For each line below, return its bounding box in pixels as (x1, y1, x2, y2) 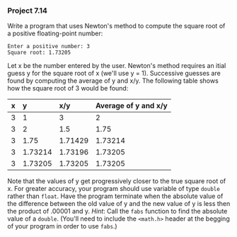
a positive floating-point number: (7, 29, 103, 37)
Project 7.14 (7, 6, 48, 16)
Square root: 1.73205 (7, 49, 71, 57)
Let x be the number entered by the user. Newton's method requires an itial (7, 62, 226, 70)
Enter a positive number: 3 (7, 43, 91, 50)
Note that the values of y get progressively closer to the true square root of (7, 177, 226, 185)
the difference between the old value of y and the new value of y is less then (7, 200, 231, 208)
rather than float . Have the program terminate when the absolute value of (7, 192, 224, 200)
